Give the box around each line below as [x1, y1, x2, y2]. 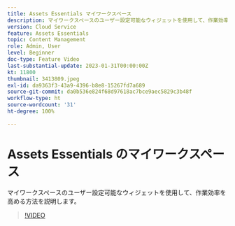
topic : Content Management [7, 36, 86, 43]
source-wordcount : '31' [7, 101, 77, 108]
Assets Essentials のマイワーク [7, 146, 189, 162]
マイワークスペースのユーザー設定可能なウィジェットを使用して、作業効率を [7, 188, 227, 197]
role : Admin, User [7, 43, 61, 50]
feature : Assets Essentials [7, 29, 90, 37]
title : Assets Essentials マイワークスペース [7, 10, 132, 17]
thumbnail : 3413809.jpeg [7, 75, 80, 83]
